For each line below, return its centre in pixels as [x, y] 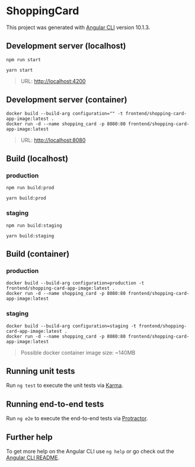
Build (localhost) [37, 158]
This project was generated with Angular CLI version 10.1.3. [78, 27]
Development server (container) [67, 100]
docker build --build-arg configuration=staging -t [71, 326]
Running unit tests [41, 371]
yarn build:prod [26, 198]
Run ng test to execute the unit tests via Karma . [65, 385]
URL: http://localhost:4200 [53, 81]
